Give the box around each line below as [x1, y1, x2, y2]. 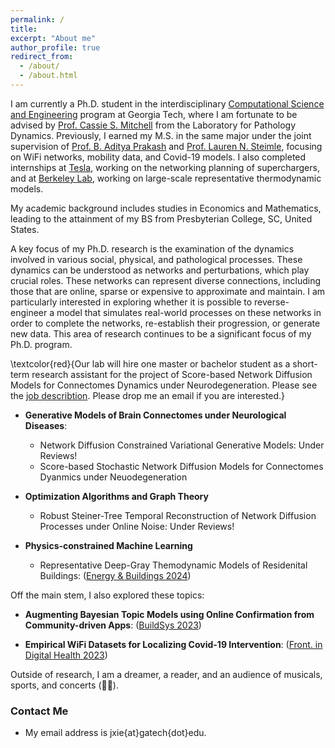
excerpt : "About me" [10, 33, 97, 43]
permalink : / [10, 14, 65, 25]
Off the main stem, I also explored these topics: [10, 589, 205, 601]
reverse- [254, 296, 290, 308]
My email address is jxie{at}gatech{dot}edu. [24, 727, 207, 739]
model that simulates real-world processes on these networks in [56, 306, 322, 318]
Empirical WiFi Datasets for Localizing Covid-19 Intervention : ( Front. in [24, 638, 323, 650]
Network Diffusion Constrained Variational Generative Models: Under [39, 439, 325, 451]
